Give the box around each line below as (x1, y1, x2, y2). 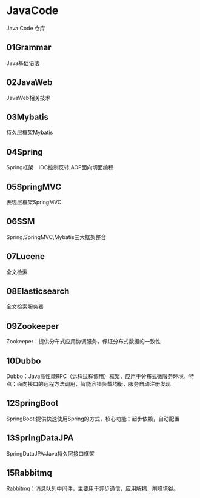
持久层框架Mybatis (6, 129, 53, 136)
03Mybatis (6, 112, 48, 122)
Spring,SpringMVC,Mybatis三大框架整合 (6, 233, 107, 240)
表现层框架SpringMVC (6, 198, 62, 206)
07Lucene (6, 251, 45, 261)
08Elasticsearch (6, 286, 70, 297)
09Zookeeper (6, 321, 59, 331)
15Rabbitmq (6, 468, 53, 478)
